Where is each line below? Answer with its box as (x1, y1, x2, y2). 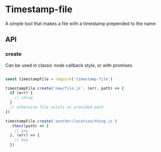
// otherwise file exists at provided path (10, 105, 103, 110)
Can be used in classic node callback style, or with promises (5, 62, 132, 68)
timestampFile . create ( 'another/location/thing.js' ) (5, 118, 117, 123)
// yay (14, 128, 29, 133)
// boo (14, 138, 29, 143)
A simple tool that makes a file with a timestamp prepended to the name (5, 20, 156, 27)
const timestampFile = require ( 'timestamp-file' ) (5, 77, 113, 82)
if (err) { (10, 90, 33, 95)
